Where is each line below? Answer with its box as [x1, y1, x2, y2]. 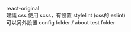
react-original [6, 5, 40, 12]
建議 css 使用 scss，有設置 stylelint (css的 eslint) [6, 12, 126, 19]
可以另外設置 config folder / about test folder [6, 19, 116, 26]
